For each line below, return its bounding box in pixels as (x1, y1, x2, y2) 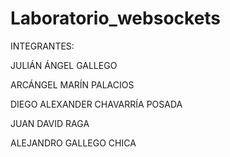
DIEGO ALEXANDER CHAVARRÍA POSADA (10, 98, 183, 110)
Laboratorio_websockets (10, 7, 222, 30)
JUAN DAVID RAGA (10, 117, 90, 129)
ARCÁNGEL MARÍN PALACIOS (10, 78, 135, 91)
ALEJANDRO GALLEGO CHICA (10, 137, 137, 149)
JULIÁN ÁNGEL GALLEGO (10, 59, 118, 71)
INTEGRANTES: (10, 40, 75, 52)
